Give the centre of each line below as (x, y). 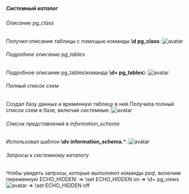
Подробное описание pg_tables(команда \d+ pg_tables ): (76, 72)
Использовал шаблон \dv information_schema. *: (67, 142)
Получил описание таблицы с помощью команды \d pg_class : (84, 41)
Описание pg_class (30, 23)
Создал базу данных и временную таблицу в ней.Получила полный (90, 104)
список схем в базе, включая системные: (58, 110)
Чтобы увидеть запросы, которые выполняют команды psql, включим (93, 173)
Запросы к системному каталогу (48, 155)
